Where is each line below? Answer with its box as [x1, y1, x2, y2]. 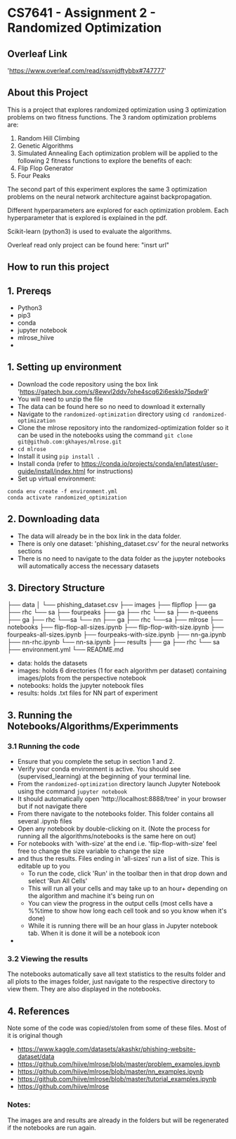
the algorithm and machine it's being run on [27, 892, 155, 900]
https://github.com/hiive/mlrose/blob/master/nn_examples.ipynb [17, 1067, 204, 1076]
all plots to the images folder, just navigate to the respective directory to [7, 977, 216, 986]
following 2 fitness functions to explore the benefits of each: [17, 156, 192, 164]
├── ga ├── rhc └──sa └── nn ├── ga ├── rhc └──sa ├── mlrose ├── [7, 616, 223, 624]
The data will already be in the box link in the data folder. [17, 532, 181, 540]
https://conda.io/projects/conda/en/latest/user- [81, 459, 219, 468]
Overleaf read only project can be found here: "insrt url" [7, 240, 170, 249]
